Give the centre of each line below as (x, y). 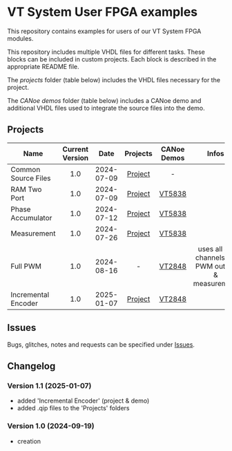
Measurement (33, 233)
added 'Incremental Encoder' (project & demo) (83, 401)
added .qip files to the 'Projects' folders (73, 408)
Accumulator (31, 218)
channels (211, 258)
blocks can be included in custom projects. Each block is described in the (112, 59)
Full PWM (26, 266)
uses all (210, 249)
